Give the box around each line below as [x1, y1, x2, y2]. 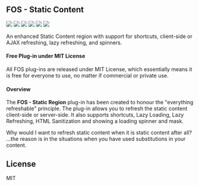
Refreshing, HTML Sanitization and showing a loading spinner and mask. [6, 118, 184, 125]
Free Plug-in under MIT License [6, 53, 86, 60]
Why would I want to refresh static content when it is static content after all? [6, 129, 192, 136]
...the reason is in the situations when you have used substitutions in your [6, 136, 186, 143]
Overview [6, 85, 31, 92]
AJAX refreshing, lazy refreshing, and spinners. [6, 39, 122, 46]
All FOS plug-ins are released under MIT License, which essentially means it [6, 66, 192, 73]
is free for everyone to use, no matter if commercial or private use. [6, 72, 169, 79]
